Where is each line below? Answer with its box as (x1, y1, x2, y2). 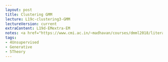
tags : (5, 35, 16, 40)
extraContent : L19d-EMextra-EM (5, 26, 70, 31)
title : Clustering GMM (5, 12, 52, 17)
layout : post (5, 7, 32, 12)
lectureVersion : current (5, 21, 57, 26)
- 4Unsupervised (5, 40, 39, 45)
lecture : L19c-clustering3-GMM (5, 16, 70, 21)
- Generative (5, 44, 32, 49)
